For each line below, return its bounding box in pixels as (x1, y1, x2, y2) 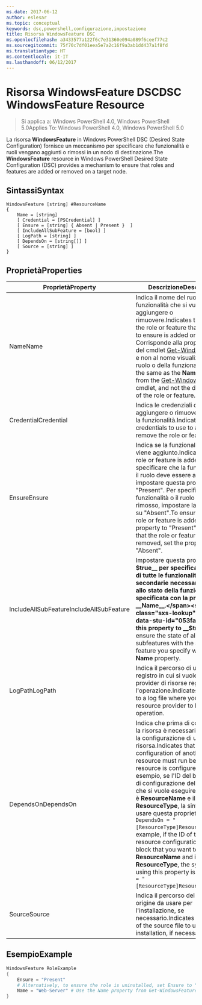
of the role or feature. (135, 391, 196, 399)
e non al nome (135, 354, 176, 362)
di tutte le (135, 571, 164, 580)
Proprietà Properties (6, 265, 82, 275)
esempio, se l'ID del (135, 772, 191, 780)
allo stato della (135, 586, 179, 595)
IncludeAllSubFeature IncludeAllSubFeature (9, 605, 130, 613)
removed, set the (135, 539, 183, 547)
